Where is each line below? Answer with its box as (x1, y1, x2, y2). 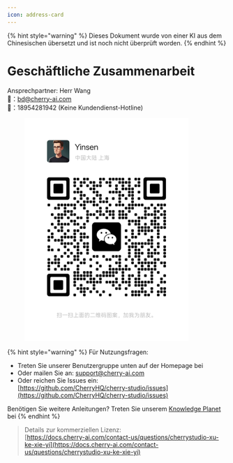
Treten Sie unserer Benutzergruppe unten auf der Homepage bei (17, 362, 204, 370)
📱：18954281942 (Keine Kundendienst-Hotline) (7, 103, 144, 112)
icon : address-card (7, 11, 64, 18)
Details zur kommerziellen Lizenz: (24, 426, 122, 434)
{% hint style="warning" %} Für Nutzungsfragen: (7, 348, 149, 356)
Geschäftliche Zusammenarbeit (7, 63, 195, 79)
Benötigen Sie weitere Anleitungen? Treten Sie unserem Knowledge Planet (7, 405, 221, 413)
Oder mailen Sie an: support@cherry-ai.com (17, 369, 145, 377)
